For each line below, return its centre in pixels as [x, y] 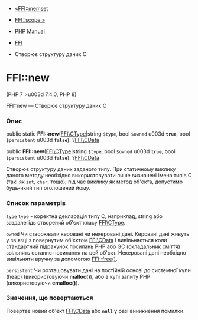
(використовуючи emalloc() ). [43, 283]
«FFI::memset [31, 9]
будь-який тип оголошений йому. [48, 188]
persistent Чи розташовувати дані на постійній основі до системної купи [98, 270]
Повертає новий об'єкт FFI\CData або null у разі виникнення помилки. [95, 311]
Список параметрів [36, 203]
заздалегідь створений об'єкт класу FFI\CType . [66, 222]
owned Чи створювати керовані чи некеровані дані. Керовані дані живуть [98, 234]
